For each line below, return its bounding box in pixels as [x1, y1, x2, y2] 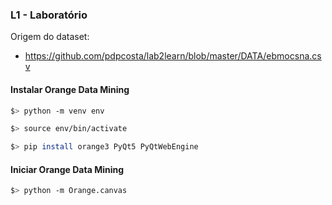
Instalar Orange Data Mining [10, 83, 130, 95]
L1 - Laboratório [10, 8, 88, 22]
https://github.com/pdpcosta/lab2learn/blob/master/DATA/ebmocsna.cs [24, 50, 322, 62]
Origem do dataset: [10, 31, 90, 43]
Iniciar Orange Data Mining [10, 163, 125, 175]
